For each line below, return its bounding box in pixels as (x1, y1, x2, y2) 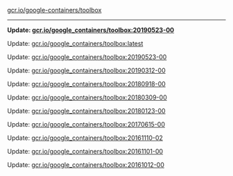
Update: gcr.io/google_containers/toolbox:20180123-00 (7, 107, 166, 115)
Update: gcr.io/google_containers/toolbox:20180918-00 (7, 80, 166, 88)
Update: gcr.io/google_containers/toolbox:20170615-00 (7, 120, 165, 128)
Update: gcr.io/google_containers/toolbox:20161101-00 (7, 147, 164, 155)
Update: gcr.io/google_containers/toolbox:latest (7, 40, 144, 47)
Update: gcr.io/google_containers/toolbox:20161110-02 (7, 134, 163, 142)
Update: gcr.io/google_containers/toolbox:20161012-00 (7, 161, 165, 169)
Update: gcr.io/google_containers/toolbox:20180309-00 (7, 93, 168, 102)
